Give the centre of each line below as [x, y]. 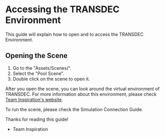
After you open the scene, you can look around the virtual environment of [82, 89]
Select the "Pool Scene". [39, 73]
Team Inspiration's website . [34, 99]
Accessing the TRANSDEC [63, 9]
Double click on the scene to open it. [51, 79]
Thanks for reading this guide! [37, 119]
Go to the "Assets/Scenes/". [42, 68]
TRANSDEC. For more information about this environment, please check [81, 94]
